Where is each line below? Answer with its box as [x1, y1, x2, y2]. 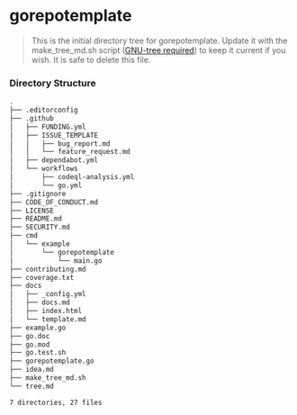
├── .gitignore [9, 189, 67, 198]
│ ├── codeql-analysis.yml [9, 173, 135, 182]
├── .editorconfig [9, 105, 78, 115]
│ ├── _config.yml [9, 290, 87, 299]
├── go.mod [9, 339, 50, 349]
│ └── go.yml [9, 181, 83, 190]
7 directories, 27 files [9, 398, 103, 407]
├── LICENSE [9, 206, 54, 215]
